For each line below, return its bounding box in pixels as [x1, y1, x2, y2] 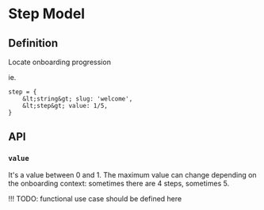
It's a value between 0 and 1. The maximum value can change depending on [8, 170, 257, 179]
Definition [8, 36, 58, 50]
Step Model [8, 5, 86, 23]
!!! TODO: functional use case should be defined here [8, 193, 182, 203]
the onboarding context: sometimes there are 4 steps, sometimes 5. [8, 178, 230, 188]
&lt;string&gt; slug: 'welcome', [22, 95, 133, 103]
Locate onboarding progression [8, 57, 111, 67]
